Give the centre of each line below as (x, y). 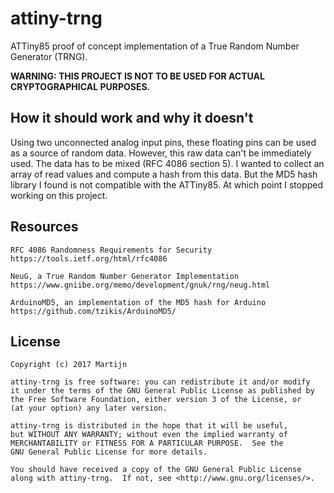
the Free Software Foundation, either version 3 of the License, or (156, 400)
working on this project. (59, 195)
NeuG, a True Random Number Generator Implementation (125, 276)
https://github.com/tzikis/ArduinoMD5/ (93, 311)
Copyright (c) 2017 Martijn (69, 365)
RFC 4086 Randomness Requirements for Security (111, 250)
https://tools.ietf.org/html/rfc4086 (89, 258)
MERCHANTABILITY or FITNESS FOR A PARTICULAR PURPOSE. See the (147, 443)
